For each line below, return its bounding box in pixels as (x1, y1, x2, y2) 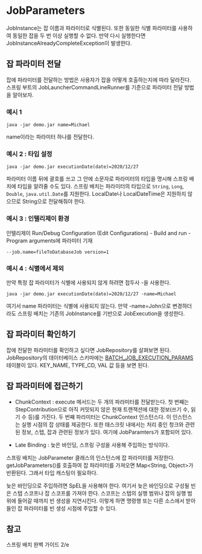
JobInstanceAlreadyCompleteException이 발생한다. (6, 39, 132, 47)
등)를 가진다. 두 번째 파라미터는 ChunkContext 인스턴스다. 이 (28, 413, 172, 420)
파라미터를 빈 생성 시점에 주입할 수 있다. (24, 504, 118, 512)
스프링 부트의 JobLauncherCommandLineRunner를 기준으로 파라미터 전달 (6, 83, 183, 91)
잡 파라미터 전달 (6, 59, 62, 69)
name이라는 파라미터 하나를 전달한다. (6, 134, 95, 141)
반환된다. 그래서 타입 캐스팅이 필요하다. (6, 469, 98, 476)
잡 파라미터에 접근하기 (6, 381, 83, 391)
